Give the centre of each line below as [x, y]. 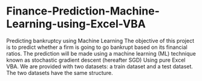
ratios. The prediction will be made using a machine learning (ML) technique [101, 53]
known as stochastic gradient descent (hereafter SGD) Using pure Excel [96, 60]
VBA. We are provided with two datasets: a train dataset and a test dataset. [100, 66]
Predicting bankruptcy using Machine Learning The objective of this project [100, 40]
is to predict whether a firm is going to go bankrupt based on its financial [97, 47]
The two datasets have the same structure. [60, 73]
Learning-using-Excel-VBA [76, 24]
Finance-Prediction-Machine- [83, 11]
